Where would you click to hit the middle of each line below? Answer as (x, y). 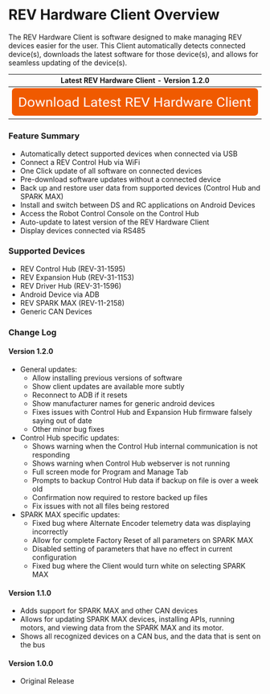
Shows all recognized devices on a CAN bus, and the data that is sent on (140, 636)
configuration (54, 557)
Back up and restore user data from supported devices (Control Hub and (140, 187)
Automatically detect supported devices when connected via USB (129, 154)
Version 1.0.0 (31, 663)
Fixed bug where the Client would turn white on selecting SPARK (139, 565)
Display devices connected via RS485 (83, 230)
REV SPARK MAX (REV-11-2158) (72, 302)
